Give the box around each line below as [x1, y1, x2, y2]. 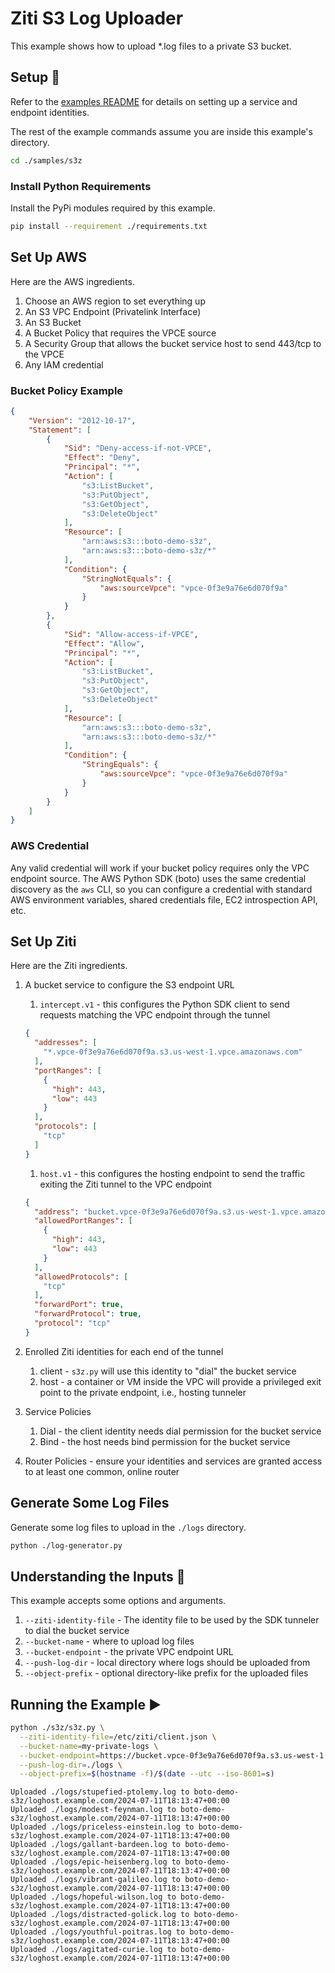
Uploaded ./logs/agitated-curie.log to [10, 1945, 177, 1955]
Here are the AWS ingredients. [10, 275, 135, 287]
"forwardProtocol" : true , [34, 1309, 142, 1319]
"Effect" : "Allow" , [63, 638, 145, 649]
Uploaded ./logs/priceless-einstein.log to [10, 1822, 195, 1832]
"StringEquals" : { [81, 760, 159, 770]
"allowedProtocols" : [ [34, 1272, 129, 1282]
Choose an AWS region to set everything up [24, 295, 206, 307]
